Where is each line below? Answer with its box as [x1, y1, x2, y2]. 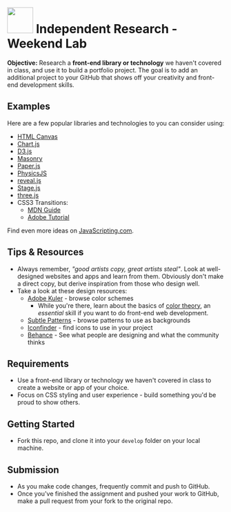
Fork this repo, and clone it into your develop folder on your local [17, 437, 201, 445]
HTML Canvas [17, 132, 58, 141]
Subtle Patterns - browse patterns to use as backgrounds [27, 316, 191, 324]
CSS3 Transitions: [17, 198, 69, 206]
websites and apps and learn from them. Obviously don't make [45, 272, 224, 280]
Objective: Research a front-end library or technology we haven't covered [7, 59, 222, 67]
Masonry [17, 154, 43, 162]
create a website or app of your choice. [17, 384, 130, 392]
